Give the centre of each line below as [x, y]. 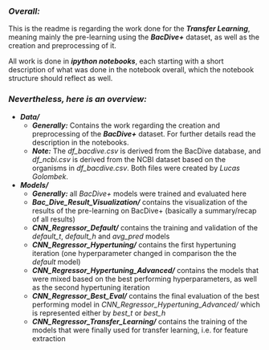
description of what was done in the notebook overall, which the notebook [131, 70]
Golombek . [50, 176]
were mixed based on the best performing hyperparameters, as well [144, 279]
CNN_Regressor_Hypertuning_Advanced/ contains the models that [145, 270]
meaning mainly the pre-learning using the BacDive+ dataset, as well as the [134, 37]
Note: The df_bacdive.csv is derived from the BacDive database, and [146, 151]
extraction [49, 338]
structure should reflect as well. [61, 79]
